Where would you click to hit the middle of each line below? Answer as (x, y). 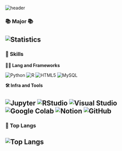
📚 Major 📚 (19, 21)
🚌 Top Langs (21, 126)
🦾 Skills (14, 54)
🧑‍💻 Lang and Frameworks (33, 65)
